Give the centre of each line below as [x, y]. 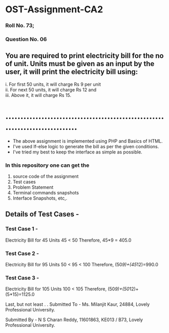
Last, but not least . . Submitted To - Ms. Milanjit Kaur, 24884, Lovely [78, 304]
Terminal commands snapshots [46, 193]
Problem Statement [33, 187]
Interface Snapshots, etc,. [40, 198]
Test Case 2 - [22, 253]
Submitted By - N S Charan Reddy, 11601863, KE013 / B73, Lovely [74, 320]
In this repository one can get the [47, 165]
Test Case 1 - [22, 229]
